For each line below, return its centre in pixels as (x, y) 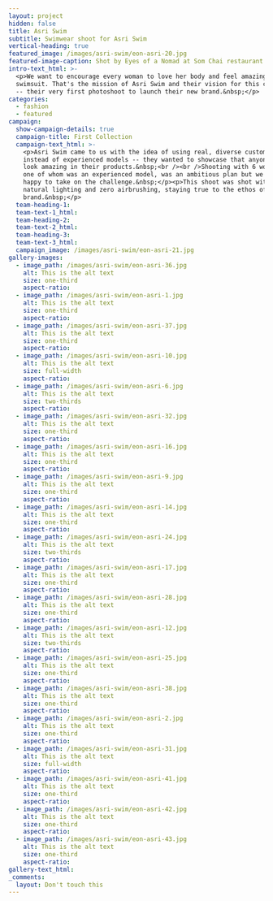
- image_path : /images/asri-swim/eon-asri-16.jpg (101, 446)
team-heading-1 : (43, 205)
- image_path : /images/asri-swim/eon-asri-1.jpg (100, 296)
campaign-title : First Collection (74, 136)
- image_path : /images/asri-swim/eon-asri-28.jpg (101, 598)
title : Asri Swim (38, 31)
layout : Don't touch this (60, 885)
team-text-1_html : (47, 212)
